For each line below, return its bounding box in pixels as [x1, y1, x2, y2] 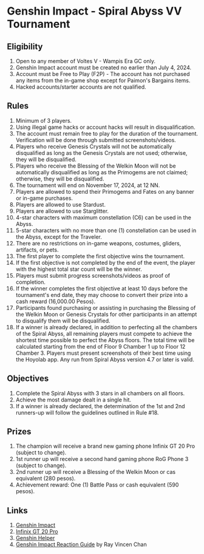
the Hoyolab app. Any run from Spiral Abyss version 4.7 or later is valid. [15, 355, 195, 363]
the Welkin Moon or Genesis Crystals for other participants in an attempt [15, 310, 197, 318]
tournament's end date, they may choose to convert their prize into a [15, 291, 188, 298]
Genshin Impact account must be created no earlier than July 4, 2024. [15, 64, 192, 71]
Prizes [7, 426, 32, 437]
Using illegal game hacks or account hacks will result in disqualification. [15, 123, 196, 131]
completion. [15, 278, 46, 286]
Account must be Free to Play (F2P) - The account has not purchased [15, 70, 190, 77]
